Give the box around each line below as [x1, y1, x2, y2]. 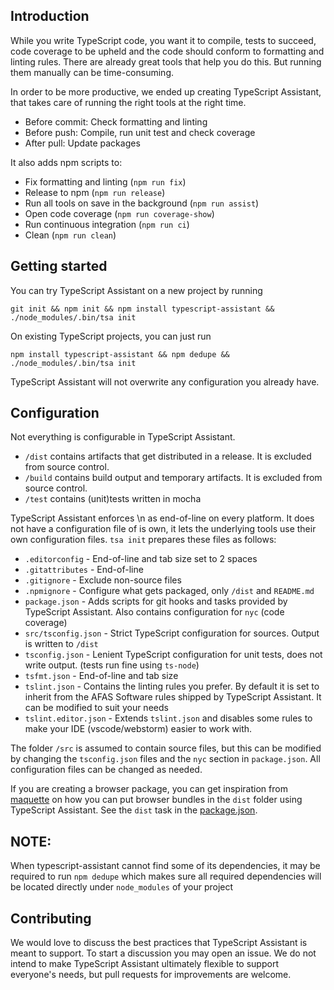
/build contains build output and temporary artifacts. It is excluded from [24, 472, 323, 484]
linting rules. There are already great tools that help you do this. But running [10, 55, 322, 68]
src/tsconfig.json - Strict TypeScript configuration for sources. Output [24, 627, 320, 639]
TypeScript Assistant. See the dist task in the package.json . [10, 804, 258, 816]
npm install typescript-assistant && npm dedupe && [10, 349, 230, 359]
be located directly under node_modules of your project [10, 881, 234, 893]
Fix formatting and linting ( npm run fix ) [24, 175, 187, 188]
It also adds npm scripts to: [10, 156, 123, 168]
